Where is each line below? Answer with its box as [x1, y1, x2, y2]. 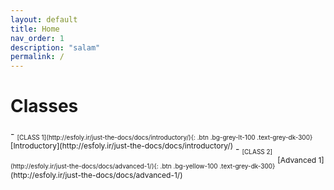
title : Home [10, 24, 60, 34]
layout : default [10, 14, 78, 25]
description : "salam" [10, 42, 101, 53]
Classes [10, 95, 79, 118]
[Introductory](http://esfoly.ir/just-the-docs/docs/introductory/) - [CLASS [10, 140, 265, 156]
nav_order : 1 [10, 33, 65, 43]
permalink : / [10, 52, 65, 62]
